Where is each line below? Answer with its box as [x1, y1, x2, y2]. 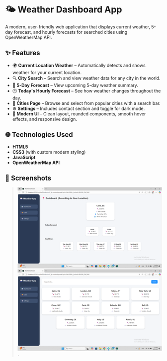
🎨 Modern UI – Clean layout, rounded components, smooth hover [12, 110, 146, 117]
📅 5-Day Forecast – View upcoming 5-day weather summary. [12, 82, 138, 88]
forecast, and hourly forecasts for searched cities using [14, 29, 128, 35]
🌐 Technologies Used [5, 130, 73, 139]
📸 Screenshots [5, 174, 52, 182]
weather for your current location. [12, 69, 82, 75]
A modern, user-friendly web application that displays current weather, [5, 23, 151, 30]
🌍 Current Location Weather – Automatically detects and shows [12, 62, 146, 68]
